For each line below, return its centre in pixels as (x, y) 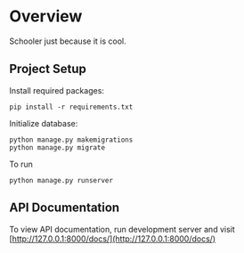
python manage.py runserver (61, 180)
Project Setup (48, 69)
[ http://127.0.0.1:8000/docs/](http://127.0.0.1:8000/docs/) (113, 239)
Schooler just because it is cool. (68, 41)
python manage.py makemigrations (71, 140)
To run (21, 164)
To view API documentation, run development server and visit (122, 229)
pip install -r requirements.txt (71, 107)
